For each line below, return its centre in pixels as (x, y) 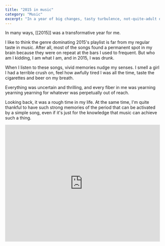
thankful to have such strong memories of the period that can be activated (80, 108)
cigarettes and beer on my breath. (40, 78)
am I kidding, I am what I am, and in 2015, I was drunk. (60, 58)
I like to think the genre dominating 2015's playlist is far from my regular (77, 42)
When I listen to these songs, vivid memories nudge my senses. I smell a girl (82, 67)
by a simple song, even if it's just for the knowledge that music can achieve (81, 113)
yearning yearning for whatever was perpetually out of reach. (67, 93)
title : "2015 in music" (29, 10)
